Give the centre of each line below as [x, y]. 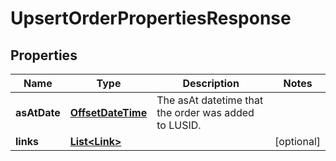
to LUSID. [179, 125]
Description [211, 83]
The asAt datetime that [210, 100]
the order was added [205, 112]
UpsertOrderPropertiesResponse [151, 18]
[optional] [297, 141]
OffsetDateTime [108, 112]
